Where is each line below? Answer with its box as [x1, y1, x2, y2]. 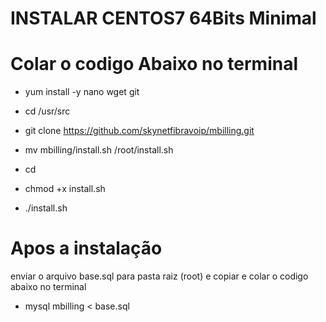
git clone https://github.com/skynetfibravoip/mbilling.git [24, 125, 255, 137]
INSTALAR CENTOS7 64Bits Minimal [10, 7, 317, 30]
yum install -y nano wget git [24, 86, 140, 98]
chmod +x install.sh [24, 183, 106, 195]
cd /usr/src [24, 105, 71, 117]
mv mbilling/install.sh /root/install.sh [24, 144, 174, 156]
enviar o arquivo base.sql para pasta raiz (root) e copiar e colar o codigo [10, 270, 309, 282]
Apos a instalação [10, 237, 163, 260]
